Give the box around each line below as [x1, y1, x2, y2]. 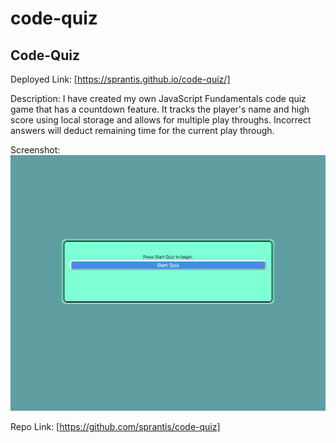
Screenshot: [10, 144, 61, 156]
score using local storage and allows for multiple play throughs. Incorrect [10, 114, 312, 126]
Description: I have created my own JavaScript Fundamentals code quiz [10, 93, 307, 104]
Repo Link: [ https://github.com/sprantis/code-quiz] [10, 421, 221, 432]
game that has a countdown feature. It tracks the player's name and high [10, 103, 310, 115]
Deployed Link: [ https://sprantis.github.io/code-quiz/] [10, 73, 231, 85]
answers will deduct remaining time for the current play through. [10, 125, 275, 136]
